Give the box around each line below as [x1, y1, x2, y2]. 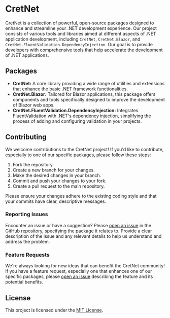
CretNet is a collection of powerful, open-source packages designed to [5, 20, 154, 26]
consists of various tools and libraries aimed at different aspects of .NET [5, 30, 156, 37]
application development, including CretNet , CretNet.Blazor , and [5, 36, 141, 42]
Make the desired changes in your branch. [12, 172, 101, 178]
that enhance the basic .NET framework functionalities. [12, 86, 128, 92]
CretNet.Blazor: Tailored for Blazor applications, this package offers [12, 91, 156, 97]
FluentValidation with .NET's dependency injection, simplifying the [12, 113, 151, 119]
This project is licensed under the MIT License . [5, 307, 104, 313]
